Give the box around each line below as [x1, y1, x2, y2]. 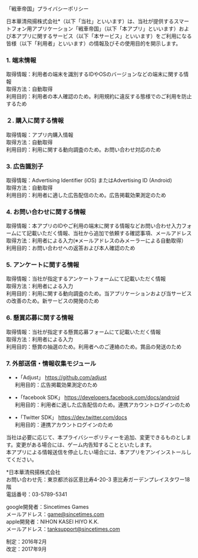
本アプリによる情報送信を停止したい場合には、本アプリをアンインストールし [6, 449, 192, 456]
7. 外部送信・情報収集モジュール [6, 359, 97, 367]
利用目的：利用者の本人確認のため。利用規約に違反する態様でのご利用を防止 [6, 93, 192, 100]
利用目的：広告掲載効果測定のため [14, 381, 98, 389]
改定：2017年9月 [6, 546, 47, 553]
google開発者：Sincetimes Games [6, 504, 90, 511]
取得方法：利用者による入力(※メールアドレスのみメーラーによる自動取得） [6, 237, 187, 244]
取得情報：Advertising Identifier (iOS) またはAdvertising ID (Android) [6, 176, 173, 183]
